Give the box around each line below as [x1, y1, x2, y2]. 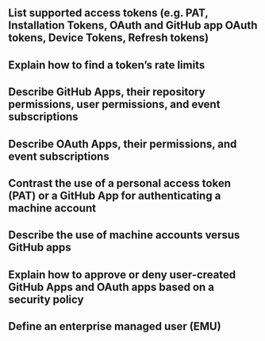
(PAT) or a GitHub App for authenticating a [8, 188, 221, 202]
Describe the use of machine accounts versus [8, 228, 240, 242]
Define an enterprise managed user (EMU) [8, 320, 221, 333]
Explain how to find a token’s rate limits [8, 58, 205, 72]
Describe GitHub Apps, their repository [8, 85, 205, 99]
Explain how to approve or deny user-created [8, 268, 236, 281]
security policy [8, 293, 84, 306]
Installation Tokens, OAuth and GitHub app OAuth [8, 19, 258, 33]
